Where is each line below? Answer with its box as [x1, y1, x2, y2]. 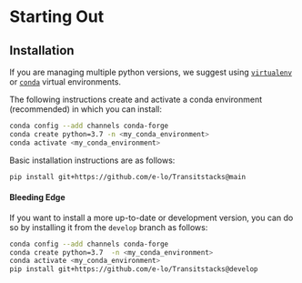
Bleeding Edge [9, 192, 65, 203]
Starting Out [9, 6, 105, 27]
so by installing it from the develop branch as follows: [9, 221, 208, 233]
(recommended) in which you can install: [9, 104, 162, 115]
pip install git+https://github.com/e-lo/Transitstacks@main [9, 172, 247, 181]
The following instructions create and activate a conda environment [9, 94, 263, 105]
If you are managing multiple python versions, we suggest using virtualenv [9, 66, 293, 77]
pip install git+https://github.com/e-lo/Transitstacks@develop [9, 265, 258, 274]
